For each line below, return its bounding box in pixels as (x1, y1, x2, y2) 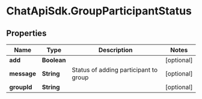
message (9, 70, 36, 77)
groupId (9, 83, 32, 91)
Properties (6, 28, 47, 38)
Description (98, 46, 133, 54)
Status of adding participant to (72, 66, 158, 74)
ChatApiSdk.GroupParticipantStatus (6, 4, 192, 18)
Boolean (41, 56, 66, 64)
